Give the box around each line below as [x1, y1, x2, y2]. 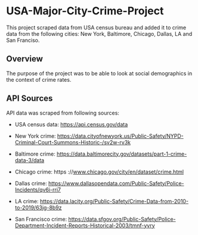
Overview [6, 54, 44, 64]
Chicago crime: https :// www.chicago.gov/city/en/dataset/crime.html [14, 168, 184, 175]
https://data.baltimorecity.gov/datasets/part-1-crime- [56, 150, 187, 157]
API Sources [6, 94, 53, 104]
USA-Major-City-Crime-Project [6, 4, 164, 18]
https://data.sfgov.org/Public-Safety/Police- [68, 215, 176, 222]
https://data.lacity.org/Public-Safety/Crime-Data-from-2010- [39, 197, 189, 205]
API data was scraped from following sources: [6, 109, 119, 116]
